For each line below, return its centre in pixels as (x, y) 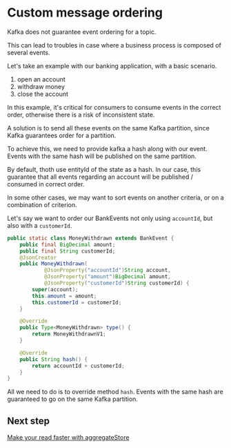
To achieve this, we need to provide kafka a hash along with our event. (108, 148)
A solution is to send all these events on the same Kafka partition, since (109, 128)
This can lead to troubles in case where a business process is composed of (114, 45)
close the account (43, 94)
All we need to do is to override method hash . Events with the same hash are (115, 392)
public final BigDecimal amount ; (68, 244)
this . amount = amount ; (64, 296)
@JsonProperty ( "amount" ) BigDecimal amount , (107, 277)
